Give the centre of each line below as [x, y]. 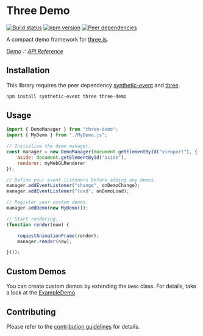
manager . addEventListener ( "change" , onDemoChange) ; [73, 186]
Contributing [31, 312]
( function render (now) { [38, 225]
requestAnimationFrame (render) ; [58, 236]
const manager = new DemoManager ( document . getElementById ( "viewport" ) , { [102, 152]
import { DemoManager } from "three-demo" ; [62, 130]
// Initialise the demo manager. [49, 146]
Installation [28, 71]
